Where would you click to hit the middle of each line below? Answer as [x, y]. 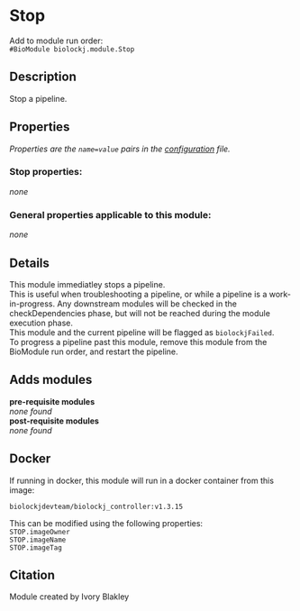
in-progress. [32, 304]
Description [43, 77]
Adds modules [51, 380]
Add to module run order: [56, 41]
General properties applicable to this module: [110, 214]
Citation [32, 575]
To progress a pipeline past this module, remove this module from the [138, 342]
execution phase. [41, 323]
